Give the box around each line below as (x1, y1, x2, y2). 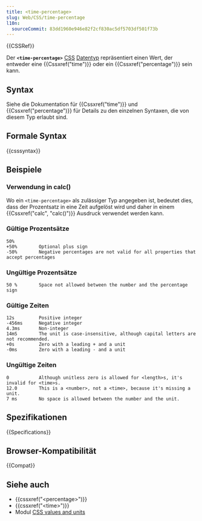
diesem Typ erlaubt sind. (6, 113, 68, 121)
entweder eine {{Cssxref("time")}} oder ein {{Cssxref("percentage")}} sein (6, 61, 192, 68)
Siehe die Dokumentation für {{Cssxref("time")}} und (6, 101, 138, 108)
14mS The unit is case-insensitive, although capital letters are (6, 331, 197, 337)
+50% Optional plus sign (6, 244, 88, 250)
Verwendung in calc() (6, 183, 71, 191)
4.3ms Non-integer (6, 325, 69, 332)
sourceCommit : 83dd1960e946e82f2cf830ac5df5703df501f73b (11, 25, 158, 32)
